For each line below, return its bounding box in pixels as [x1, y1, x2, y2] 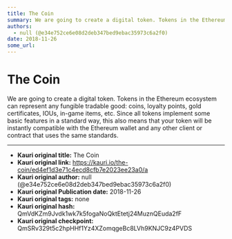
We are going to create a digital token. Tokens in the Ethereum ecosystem [7, 94, 217, 103]
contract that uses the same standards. [7, 131, 119, 139]
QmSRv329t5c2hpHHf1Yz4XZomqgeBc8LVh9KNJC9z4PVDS [17, 224, 192, 232]
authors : [7, 23, 32, 30]
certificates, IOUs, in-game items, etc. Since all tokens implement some [7, 109, 211, 117]
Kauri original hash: [17, 202, 75, 210]
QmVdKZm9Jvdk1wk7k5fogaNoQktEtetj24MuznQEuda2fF [17, 209, 182, 218]
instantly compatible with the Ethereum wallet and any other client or [7, 123, 202, 132]
